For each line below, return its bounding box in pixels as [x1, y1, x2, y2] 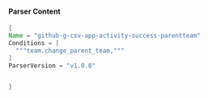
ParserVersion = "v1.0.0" [8, 61, 96, 70]
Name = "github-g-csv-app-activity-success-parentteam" [8, 32, 201, 40]
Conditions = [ [8, 39, 60, 47]
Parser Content [8, 6, 61, 16]
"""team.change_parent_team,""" [15, 47, 125, 55]
